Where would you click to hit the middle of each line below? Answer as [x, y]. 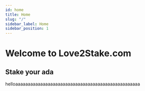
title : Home [18, 15]
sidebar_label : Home [27, 24]
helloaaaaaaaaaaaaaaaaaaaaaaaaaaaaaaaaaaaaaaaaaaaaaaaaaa [73, 84]
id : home [14, 10]
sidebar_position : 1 [27, 29]
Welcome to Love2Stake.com [68, 54]
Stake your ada [30, 72]
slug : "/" [16, 19]
